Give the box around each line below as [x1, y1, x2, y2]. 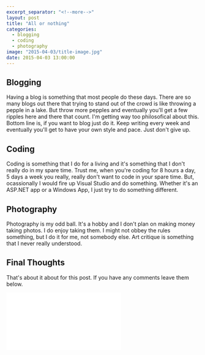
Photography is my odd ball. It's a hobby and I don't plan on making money [6, 220, 195, 227]
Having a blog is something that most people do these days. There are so [6, 93, 192, 101]
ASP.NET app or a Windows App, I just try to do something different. [6, 186, 179, 194]
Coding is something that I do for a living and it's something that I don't [6, 160, 185, 167]
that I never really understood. [6, 240, 83, 247]
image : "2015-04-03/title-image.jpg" [6, 49, 103, 55]
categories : [6, 26, 37, 32]
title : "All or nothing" [6, 20, 70, 26]
